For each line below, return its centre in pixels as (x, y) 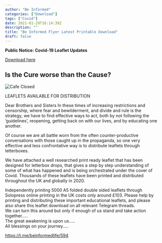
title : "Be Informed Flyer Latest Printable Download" (62, 32)
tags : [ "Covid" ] (21, 18)
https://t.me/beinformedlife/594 (37, 235)
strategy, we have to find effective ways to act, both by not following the (77, 115)
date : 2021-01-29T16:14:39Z (33, 23)
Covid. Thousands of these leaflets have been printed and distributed (74, 175)
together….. (16, 215)
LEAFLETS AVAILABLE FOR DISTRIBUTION (48, 96)
